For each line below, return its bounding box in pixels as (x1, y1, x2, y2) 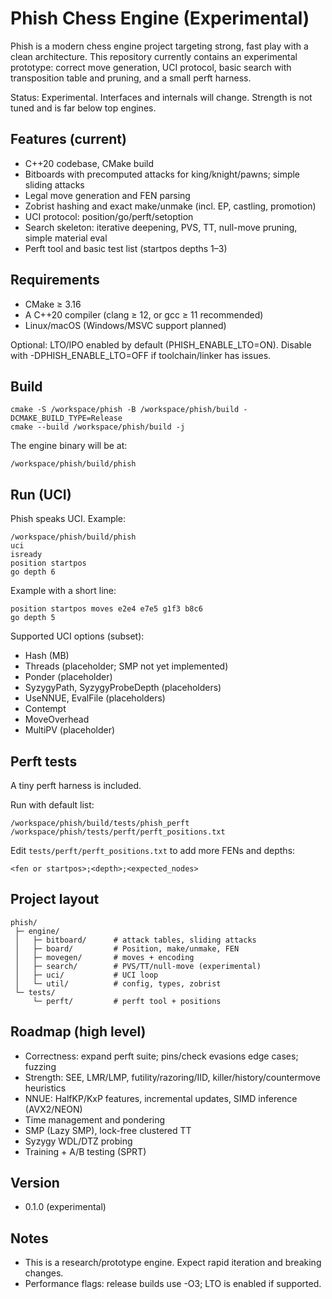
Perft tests (10, 753, 78, 770)
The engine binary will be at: (10, 440, 128, 452)
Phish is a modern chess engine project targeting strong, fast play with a (10, 40, 309, 52)
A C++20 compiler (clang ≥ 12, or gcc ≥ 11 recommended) (24, 308, 264, 321)
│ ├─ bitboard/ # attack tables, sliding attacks (14, 935, 257, 945)
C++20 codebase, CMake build (24, 157, 155, 169)
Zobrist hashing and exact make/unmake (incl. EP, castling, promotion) (24, 200, 317, 212)
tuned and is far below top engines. (10, 102, 157, 114)
